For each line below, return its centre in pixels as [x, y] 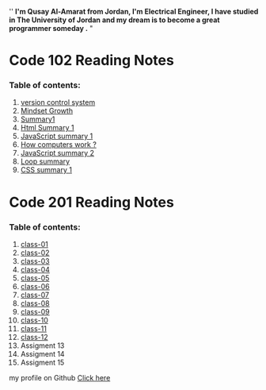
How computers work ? [59, 145]
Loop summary [45, 161]
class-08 [35, 303]
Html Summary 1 [47, 128]
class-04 [35, 269]
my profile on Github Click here [60, 377]
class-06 [35, 286]
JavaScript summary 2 [57, 153]
